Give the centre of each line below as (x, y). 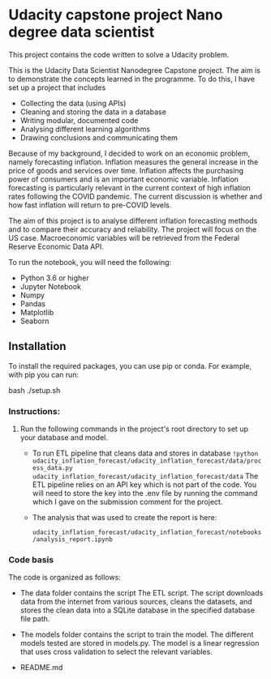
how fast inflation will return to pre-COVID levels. (90, 205)
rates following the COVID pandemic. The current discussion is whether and (135, 196)
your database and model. (64, 438)
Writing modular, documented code (79, 120)
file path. (35, 619)
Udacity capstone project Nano (116, 15)
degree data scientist (82, 32)
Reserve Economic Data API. (56, 246)
